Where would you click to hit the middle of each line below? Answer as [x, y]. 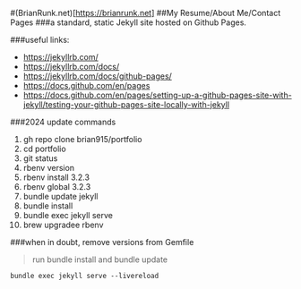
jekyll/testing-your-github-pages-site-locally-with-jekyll [126, 105]
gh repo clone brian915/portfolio [82, 139]
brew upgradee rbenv [63, 225]
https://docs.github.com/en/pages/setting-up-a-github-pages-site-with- [157, 95]
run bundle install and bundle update [100, 259]
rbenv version [49, 168]
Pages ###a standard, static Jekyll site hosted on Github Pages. [129, 22]
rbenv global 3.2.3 [57, 187]
